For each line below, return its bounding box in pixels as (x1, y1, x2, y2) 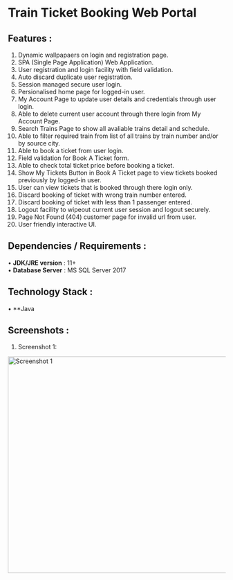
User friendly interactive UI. (17, 220, 97, 228)
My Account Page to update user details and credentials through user (17, 95, 216, 103)
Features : (8, 33, 53, 44)
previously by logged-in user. (17, 176, 102, 184)
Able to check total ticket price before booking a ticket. (17, 161, 175, 169)
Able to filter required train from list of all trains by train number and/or (17, 132, 218, 140)
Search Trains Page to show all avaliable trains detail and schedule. (17, 125, 210, 132)
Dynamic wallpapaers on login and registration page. (17, 51, 169, 59)
